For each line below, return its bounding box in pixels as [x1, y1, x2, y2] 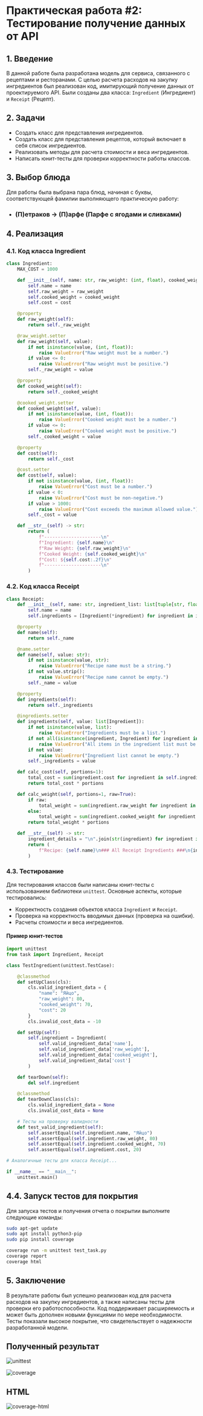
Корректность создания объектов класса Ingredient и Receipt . [14, 906, 178, 913]
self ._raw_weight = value [28, 367, 94, 373]
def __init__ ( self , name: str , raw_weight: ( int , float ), [17, 277, 166, 283]
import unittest [6, 946, 47, 952]
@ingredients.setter [17, 713, 69, 719]
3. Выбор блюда [6, 172, 71, 182]
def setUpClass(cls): [17, 979, 71, 985]
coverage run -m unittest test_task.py [6, 1247, 107, 1254]
